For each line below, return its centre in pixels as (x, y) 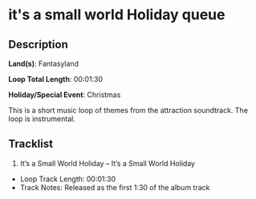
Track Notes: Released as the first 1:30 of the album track (115, 187)
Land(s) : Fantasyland (43, 63)
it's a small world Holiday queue (117, 15)
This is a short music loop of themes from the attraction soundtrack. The (128, 110)
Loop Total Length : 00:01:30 (55, 79)
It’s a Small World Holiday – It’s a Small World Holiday (107, 163)
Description (38, 45)
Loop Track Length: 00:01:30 (68, 179)
